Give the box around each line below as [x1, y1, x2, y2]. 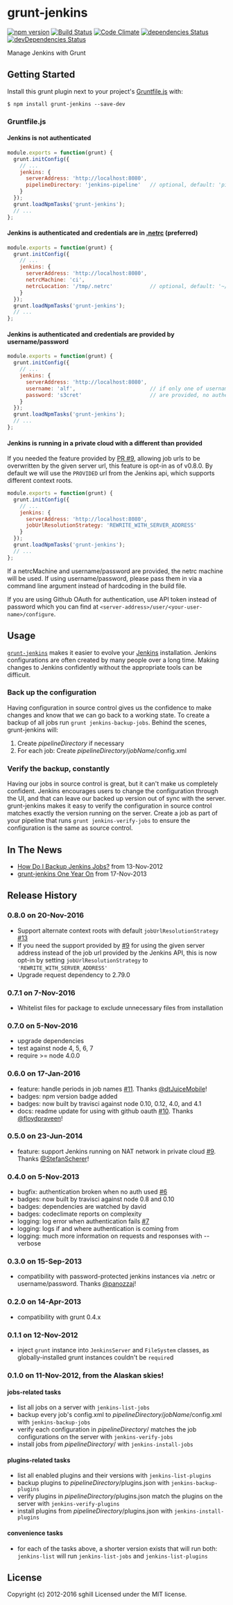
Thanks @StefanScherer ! [17, 1154, 89, 1163]
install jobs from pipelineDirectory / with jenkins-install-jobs [17, 1440, 193, 1448]
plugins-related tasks [7, 1456, 71, 1464]
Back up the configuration [7, 688, 97, 697]
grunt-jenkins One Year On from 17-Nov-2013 [17, 869, 147, 878]
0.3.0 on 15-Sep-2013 [7, 1257, 82, 1266]
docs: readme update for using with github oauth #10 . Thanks [17, 1107, 193, 1115]
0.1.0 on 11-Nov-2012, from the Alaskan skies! [7, 1370, 164, 1380]
